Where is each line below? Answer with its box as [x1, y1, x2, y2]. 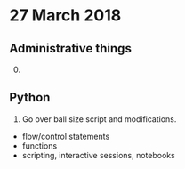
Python [9, 90, 51, 105]
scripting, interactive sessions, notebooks [21, 149, 175, 160]
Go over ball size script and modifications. [21, 113, 177, 125]
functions [21, 140, 58, 151]
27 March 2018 [9, 5, 122, 26]
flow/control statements [21, 131, 110, 141]
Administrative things [9, 41, 132, 56]
